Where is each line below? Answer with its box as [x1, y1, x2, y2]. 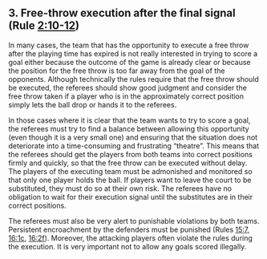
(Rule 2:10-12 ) [8, 19, 80, 33]
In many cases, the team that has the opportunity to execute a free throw [8, 40, 249, 50]
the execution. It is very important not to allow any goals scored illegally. [8, 241, 247, 251]
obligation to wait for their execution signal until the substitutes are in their [8, 192, 253, 201]
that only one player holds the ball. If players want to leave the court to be [8, 175, 252, 184]
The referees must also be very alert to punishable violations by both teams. [8, 216, 260, 225]
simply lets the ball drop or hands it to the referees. [8, 99, 177, 109]
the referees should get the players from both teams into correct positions [8, 149, 253, 159]
